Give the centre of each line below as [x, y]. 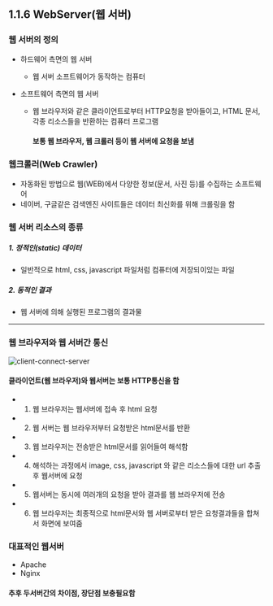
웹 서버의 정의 [34, 40]
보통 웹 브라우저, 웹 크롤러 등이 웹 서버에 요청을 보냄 [113, 142]
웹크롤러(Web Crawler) [53, 164]
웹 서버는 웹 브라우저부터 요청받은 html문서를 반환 [111, 427]
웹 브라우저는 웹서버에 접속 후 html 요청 [95, 408]
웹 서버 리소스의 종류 [46, 227]
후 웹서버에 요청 [57, 475]
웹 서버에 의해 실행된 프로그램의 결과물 [81, 312]
